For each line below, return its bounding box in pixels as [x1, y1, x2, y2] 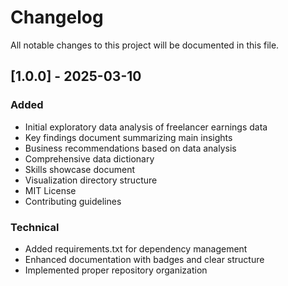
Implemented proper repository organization [24, 264, 208, 276]
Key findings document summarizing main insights [24, 131, 233, 143]
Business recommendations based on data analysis [24, 142, 237, 154]
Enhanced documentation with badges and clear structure [24, 253, 265, 265]
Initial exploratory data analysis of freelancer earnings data [24, 121, 268, 133]
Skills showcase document [24, 163, 135, 175]
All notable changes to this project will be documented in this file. [10, 39, 280, 51]
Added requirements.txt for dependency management [24, 242, 248, 255]
